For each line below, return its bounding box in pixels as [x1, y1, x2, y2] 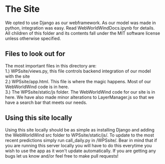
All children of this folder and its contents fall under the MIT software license [5, 30, 160, 36]
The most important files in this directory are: [5, 63, 97, 68]
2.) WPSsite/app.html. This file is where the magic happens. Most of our [5, 78, 151, 84]
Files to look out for [5, 50, 66, 58]
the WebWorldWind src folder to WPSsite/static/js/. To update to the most [5, 132, 154, 138]
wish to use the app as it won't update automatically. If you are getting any [5, 148, 156, 154]
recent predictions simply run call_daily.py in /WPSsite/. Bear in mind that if [5, 137, 157, 143]
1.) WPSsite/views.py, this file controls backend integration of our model [5, 68, 151, 74]
